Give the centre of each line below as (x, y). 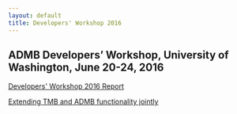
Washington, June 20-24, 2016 (86, 67)
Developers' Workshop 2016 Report (66, 86)
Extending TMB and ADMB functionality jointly (83, 102)
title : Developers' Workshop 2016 (65, 23)
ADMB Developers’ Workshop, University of (118, 55)
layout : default (35, 15)
